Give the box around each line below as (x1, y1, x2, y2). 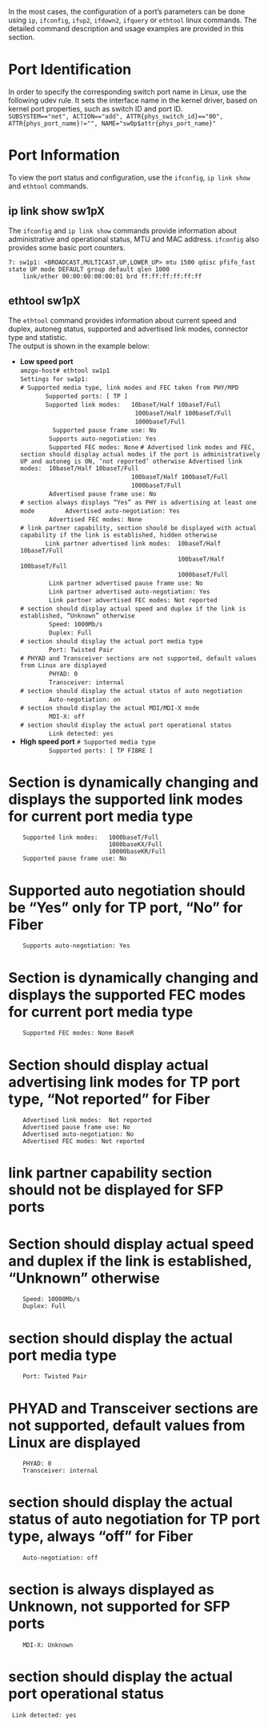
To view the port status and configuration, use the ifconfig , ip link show (8, 172, 250, 182)
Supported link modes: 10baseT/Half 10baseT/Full (45, 400, 222, 408)
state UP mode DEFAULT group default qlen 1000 (8, 265, 170, 274)
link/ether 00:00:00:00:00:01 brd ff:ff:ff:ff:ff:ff (22, 272, 202, 280)
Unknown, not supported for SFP (8, 1598, 230, 1616)
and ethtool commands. (8, 180, 89, 191)
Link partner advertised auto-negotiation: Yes (49, 587, 210, 596)
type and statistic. (8, 332, 68, 342)
